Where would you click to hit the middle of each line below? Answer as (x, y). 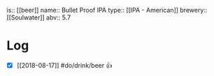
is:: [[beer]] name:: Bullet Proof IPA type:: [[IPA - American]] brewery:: (107, 10)
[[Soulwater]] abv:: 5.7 (39, 17)
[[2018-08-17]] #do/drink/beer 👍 (64, 65)
